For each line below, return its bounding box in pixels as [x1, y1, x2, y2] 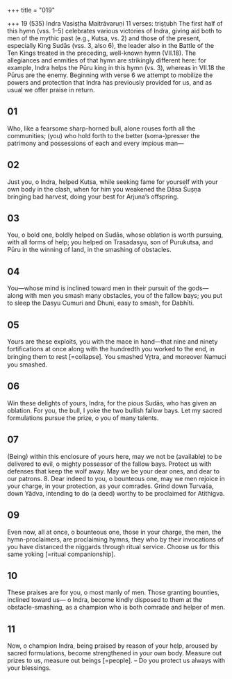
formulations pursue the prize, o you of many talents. [7, 413, 159, 422]
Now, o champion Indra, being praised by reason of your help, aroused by [7, 642, 218, 650]
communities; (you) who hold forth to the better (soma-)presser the [7, 131, 200, 140]
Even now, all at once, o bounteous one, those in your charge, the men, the [7, 528, 222, 536]
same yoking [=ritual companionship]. [7, 550, 116, 558]
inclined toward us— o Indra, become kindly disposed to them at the [7, 596, 203, 604]
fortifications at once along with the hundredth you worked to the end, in [7, 345, 215, 353]
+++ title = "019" [7, 6, 56, 14]
